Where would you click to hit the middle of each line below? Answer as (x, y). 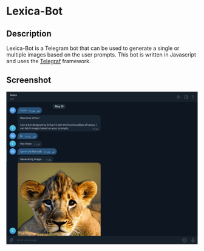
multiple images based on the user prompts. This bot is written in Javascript (101, 55)
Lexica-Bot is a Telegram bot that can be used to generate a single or (93, 48)
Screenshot (29, 80)
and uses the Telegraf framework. (49, 61)
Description (29, 34)
